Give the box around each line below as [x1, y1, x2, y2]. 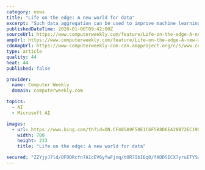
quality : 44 [6, 54, 37, 60]
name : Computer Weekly [12, 82, 70, 88]
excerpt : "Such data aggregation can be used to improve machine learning [6, 20, 201, 26]
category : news [6, 8, 45, 15]
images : [6, 121, 26, 127]
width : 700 [17, 132, 45, 138]
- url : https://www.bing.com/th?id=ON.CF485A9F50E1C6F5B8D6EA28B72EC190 [12, 126, 201, 132]
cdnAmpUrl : [6, 43, 34, 49]
